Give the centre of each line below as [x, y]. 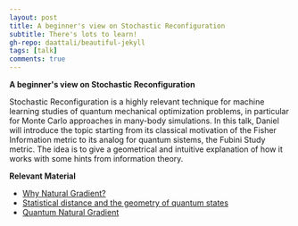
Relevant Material [42, 176]
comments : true [37, 59]
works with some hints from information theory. [96, 159]
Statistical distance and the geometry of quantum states [125, 203]
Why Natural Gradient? [64, 193]
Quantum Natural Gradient [70, 212]
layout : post [33, 17]
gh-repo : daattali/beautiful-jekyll [77, 42]
